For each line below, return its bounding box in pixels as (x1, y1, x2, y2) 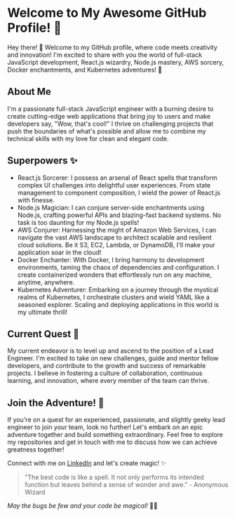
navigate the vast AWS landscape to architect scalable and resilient (17, 233, 212, 242)
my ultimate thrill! (17, 308, 68, 316)
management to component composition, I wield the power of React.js (17, 188, 221, 197)
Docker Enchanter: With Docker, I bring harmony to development (17, 255, 205, 264)
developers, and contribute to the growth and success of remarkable (7, 362, 206, 370)
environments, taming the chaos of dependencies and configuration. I (17, 263, 220, 271)
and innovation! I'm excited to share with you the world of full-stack (7, 51, 202, 59)
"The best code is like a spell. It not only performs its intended (24, 473, 205, 482)
